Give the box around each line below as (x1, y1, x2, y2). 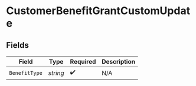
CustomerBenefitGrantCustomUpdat (6, 4, 191, 18)
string (48, 69, 65, 77)
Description (102, 58, 136, 65)
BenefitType (9, 70, 43, 76)
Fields (6, 40, 30, 50)
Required (70, 58, 96, 65)
